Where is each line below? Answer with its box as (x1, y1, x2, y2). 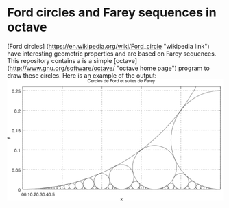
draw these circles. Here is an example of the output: (7, 71, 157, 80)
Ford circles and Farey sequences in (7, 5, 217, 21)
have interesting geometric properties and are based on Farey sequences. (7, 49, 217, 58)
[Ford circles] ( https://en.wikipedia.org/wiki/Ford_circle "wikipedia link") (7, 42, 210, 50)
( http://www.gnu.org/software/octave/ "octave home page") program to (7, 64, 210, 72)
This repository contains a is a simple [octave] (7, 56, 138, 65)
